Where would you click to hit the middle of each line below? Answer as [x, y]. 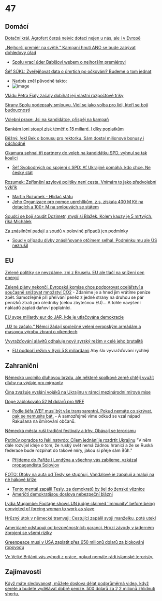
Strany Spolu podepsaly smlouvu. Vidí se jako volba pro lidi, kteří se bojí [77, 105]
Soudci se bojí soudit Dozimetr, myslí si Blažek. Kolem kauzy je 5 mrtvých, [79, 216]
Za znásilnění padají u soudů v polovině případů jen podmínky [66, 231]
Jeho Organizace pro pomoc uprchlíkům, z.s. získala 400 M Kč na [78, 202]
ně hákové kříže [21, 480]
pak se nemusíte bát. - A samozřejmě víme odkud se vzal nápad [76, 416]
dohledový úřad [21, 52]
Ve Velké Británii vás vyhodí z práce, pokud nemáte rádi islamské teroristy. [79, 556]
